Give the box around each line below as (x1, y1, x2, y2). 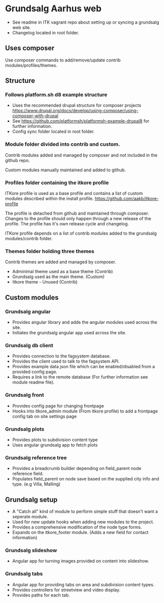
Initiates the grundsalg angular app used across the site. (12, 330, 127, 336)
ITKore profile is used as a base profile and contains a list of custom (5, 190, 143, 196)
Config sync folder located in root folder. (12, 128, 95, 134)
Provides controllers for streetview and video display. (12, 587, 121, 593)
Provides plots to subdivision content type (12, 437, 98, 443)
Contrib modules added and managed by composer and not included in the (5, 152, 158, 158)
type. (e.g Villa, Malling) (12, 481, 61, 487)
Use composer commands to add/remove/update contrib (5, 57, 121, 63)
